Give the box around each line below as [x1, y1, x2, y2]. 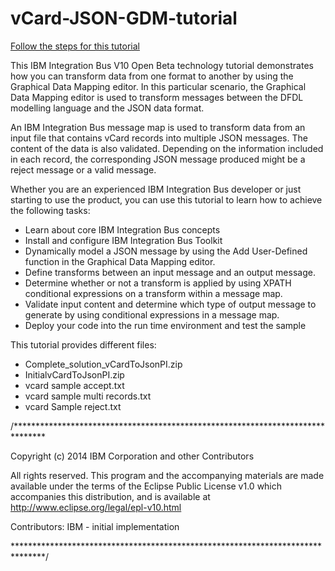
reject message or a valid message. [10, 163, 157, 176]
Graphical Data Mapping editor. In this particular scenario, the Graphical [10, 80, 307, 92]
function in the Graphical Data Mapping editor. [24, 255, 216, 267]
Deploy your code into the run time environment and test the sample [24, 319, 307, 331]
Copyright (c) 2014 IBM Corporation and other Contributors [10, 450, 255, 462]
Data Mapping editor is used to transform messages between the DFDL [10, 91, 304, 103]
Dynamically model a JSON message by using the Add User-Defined [24, 245, 308, 257]
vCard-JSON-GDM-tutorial [10, 7, 238, 30]
